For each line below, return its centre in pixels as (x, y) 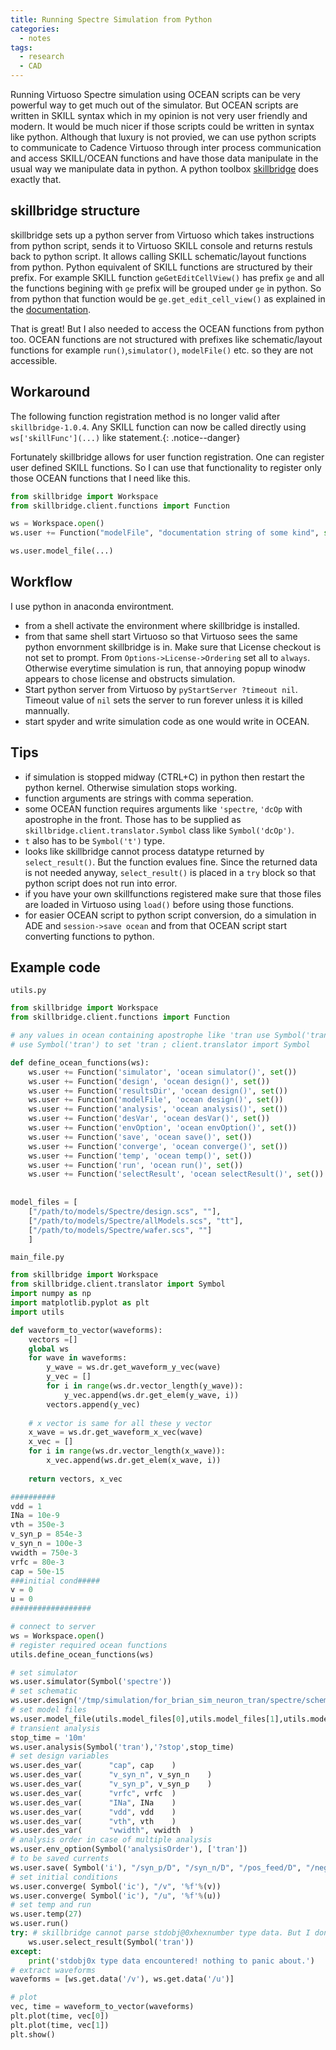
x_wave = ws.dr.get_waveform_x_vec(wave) (115, 1432)
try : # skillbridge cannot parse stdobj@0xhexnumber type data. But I (160, 1933)
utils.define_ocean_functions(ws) (82, 1654)
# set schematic (44, 1691)
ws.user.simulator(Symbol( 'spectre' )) (91, 1682)
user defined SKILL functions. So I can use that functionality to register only (166, 467)
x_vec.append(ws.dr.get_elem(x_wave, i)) (134, 1461)
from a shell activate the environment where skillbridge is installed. (162, 625)
